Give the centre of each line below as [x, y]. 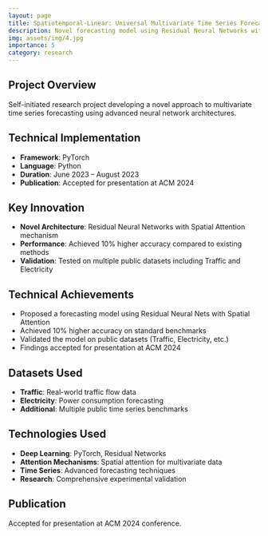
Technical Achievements [71, 294]
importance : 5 [32, 46]
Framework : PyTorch [55, 157]
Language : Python [50, 165]
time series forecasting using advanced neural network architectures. [122, 113]
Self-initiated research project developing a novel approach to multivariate [130, 104]
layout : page [30, 16]
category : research [41, 53]
